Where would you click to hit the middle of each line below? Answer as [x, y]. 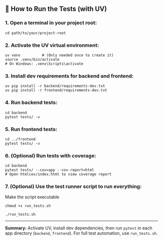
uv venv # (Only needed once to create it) [59, 55]
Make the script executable [32, 197]
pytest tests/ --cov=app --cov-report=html [50, 170]
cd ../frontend [20, 139]
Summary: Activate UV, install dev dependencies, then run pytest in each [79, 228]
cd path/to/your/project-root [36, 33]
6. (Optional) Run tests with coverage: [51, 155]
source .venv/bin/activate [32, 59]
